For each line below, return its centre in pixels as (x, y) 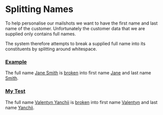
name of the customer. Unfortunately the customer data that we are (75, 28)
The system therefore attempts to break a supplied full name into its (75, 43)
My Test (15, 91)
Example (16, 62)
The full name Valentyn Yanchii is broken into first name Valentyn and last (81, 102)
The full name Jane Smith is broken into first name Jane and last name (78, 73)
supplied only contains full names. (41, 34)
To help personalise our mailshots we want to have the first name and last (81, 23)
